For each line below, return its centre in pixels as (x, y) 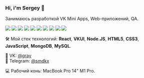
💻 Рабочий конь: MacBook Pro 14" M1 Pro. (50, 71)
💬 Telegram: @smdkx (27, 61)
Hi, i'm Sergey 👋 (25, 8)
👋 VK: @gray (18, 56)
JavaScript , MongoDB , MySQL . (38, 46)
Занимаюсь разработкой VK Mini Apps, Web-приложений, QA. (72, 19)
